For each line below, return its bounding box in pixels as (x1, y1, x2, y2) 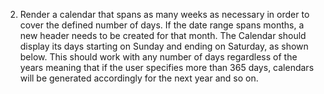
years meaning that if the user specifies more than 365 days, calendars (19, 62, 315, 73)
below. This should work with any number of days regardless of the (19, 51, 298, 63)
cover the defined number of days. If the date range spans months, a (19, 19, 305, 31)
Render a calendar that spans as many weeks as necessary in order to (19, 9, 310, 20)
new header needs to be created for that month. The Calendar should (19, 30, 307, 41)
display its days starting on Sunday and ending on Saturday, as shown (19, 40, 309, 52)
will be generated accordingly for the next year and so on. (19, 72, 259, 84)
